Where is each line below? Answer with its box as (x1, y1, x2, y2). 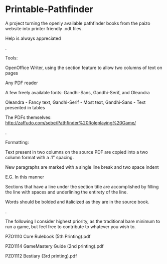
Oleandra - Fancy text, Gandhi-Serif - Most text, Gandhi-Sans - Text (5, 99, 146, 105)
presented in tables (5, 104, 45, 110)
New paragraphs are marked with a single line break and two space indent (5, 164, 159, 170)
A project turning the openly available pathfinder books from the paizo (5, 20, 150, 26)
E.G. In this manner (5, 174, 44, 180)
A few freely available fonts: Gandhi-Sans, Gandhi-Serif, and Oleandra (5, 89, 150, 95)
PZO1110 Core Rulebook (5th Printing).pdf (5, 233, 91, 239)
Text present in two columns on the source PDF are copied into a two (5, 149, 148, 155)
